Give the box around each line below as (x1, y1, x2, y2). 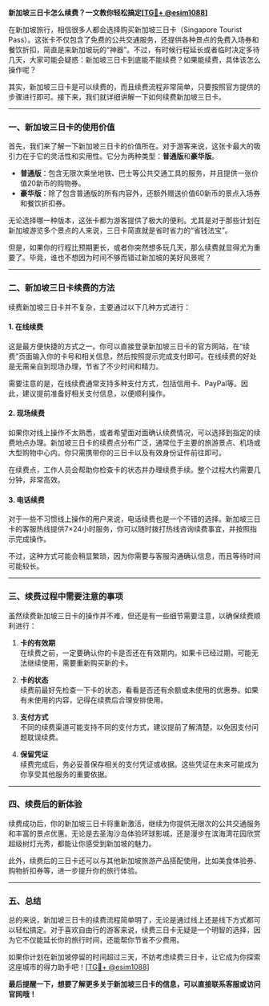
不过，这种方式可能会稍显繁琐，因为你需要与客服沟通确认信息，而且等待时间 (8, 552, 261, 561)
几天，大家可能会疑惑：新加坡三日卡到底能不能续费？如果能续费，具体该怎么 (8, 55, 261, 64)
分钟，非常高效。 (8, 475, 65, 484)
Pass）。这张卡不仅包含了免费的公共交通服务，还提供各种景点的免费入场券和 (8, 35, 259, 44)
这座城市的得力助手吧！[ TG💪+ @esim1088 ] (8, 963, 150, 972)
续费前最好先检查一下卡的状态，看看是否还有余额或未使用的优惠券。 (19, 685, 245, 694)
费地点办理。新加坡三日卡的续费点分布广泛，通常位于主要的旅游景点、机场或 (8, 438, 261, 447)
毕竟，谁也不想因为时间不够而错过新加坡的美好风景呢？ (29, 253, 212, 263)
